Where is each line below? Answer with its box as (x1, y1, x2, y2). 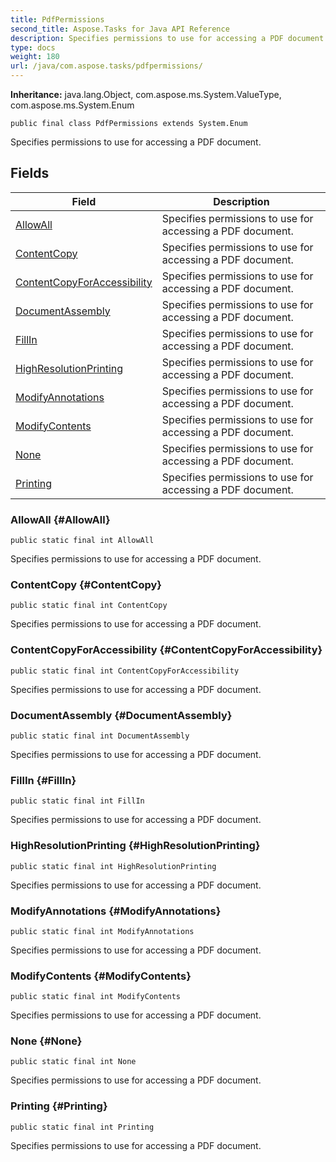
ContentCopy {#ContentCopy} (10, 578, 162, 592)
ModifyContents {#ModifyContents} (10, 969, 192, 983)
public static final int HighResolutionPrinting (10, 861, 217, 871)
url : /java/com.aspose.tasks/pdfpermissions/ (10, 61, 203, 71)
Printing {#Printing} (10, 1099, 108, 1113)
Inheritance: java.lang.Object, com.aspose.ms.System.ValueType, (10, 89, 282, 100)
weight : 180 (10, 52, 60, 62)
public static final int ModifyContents (10, 992, 182, 1002)
